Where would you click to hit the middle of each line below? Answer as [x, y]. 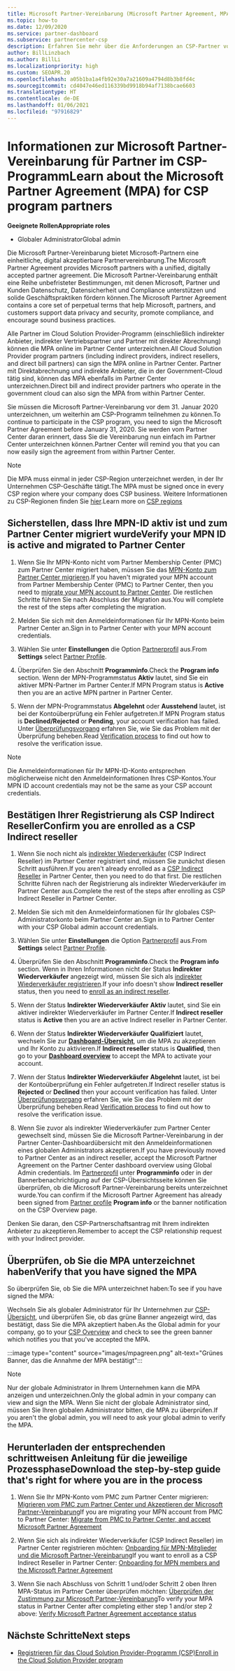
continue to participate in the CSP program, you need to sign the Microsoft [115, 421]
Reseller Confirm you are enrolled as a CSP [101, 826]
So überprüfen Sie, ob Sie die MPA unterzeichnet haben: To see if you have [115, 1288]
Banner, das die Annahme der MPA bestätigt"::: [75, 1361]
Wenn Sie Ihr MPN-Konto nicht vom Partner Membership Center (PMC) [120, 562]
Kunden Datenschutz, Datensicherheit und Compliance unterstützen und [112, 290]
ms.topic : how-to [33, 20]
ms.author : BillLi [34, 60]
